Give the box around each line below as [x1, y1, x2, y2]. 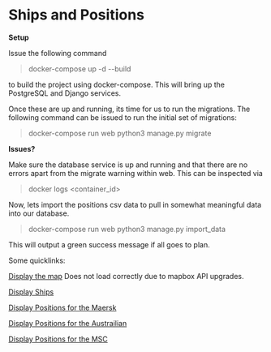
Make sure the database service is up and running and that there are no [8, 160, 248, 170]
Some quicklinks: [8, 255, 66, 265]
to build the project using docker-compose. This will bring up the [8, 79, 226, 89]
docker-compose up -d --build [28, 63, 131, 74]
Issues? [8, 144, 36, 153]
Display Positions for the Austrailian [8, 318, 127, 328]
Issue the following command [8, 48, 107, 58]
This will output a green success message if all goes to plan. [8, 239, 210, 249]
